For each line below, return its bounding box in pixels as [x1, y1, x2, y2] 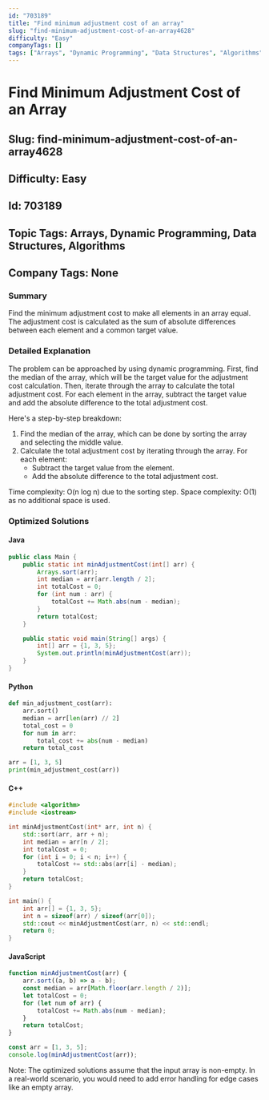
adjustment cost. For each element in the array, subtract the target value [8, 389, 247, 399]
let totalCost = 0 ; [22, 991, 88, 1000]
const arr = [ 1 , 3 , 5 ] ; [8, 1043, 88, 1052]
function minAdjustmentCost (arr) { [8, 969, 127, 977]
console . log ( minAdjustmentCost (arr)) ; [8, 1051, 138, 1059]
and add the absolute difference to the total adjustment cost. [8, 397, 208, 407]
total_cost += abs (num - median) [37, 736, 149, 745]
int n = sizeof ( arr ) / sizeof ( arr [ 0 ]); [22, 912, 156, 920]
